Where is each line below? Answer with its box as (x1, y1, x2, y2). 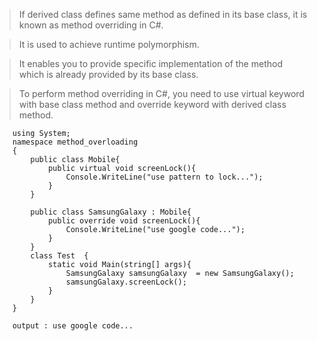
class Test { (30, 251, 89, 261)
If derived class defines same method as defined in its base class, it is (18, 9, 308, 20)
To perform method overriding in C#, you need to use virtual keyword (18, 88, 305, 99)
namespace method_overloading (12, 137, 139, 147)
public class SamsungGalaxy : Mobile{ (30, 207, 192, 217)
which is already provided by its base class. (18, 69, 199, 80)
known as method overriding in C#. (18, 19, 164, 31)
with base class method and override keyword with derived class (18, 99, 287, 110)
